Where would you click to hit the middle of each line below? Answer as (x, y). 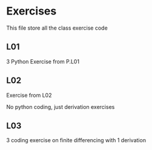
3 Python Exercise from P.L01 (43, 61)
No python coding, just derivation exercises (61, 106)
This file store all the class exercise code (57, 28)
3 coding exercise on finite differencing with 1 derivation (76, 140)
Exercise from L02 (29, 95)
